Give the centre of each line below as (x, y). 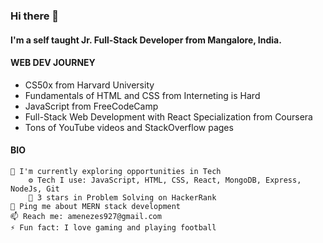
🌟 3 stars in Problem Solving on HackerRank (122, 197)
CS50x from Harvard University (89, 85)
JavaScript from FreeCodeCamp (91, 106)
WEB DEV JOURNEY (53, 63)
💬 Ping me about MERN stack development (96, 206)
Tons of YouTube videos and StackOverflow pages (129, 127)
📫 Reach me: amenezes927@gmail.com (86, 216)
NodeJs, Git (35, 189)
